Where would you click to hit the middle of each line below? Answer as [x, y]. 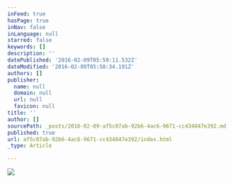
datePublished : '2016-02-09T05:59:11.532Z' [73, 60]
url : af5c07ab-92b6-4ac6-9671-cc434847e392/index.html [90, 139]
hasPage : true [28, 21]
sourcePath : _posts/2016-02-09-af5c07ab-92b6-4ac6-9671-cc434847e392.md [117, 126]
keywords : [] [27, 47]
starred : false [30, 40]
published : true [31, 133]
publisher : [23, 80]
